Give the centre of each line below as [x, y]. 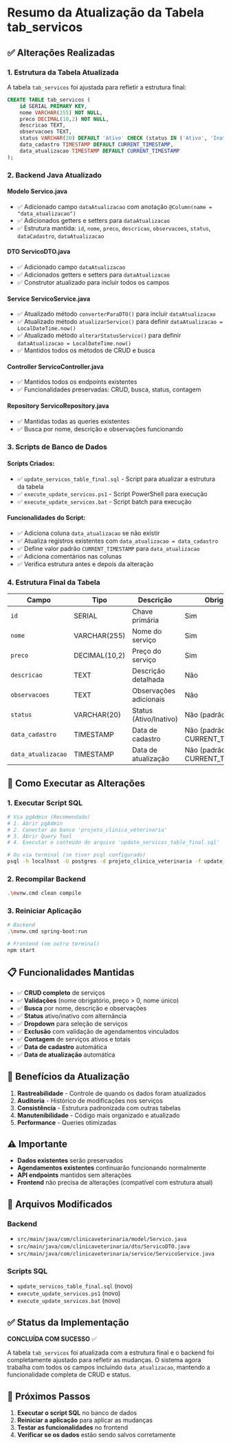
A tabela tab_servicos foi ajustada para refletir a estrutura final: [97, 87]
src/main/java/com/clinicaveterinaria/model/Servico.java [102, 1240]
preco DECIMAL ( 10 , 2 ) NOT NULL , [64, 119]
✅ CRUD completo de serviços [61, 993]
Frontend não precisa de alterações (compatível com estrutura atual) [115, 1183]
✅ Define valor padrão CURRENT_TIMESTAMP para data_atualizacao [108, 548]
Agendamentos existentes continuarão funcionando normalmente [111, 1168]
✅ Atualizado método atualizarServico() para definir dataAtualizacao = [120, 322]
